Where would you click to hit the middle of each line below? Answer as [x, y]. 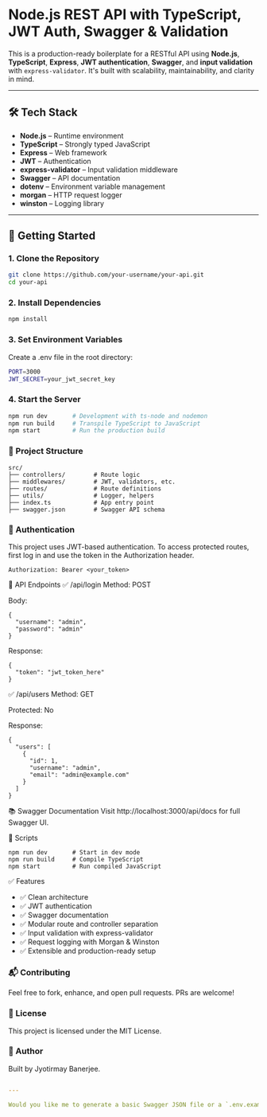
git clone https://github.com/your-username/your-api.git [106, 275]
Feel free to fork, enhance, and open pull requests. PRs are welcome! [121, 993]
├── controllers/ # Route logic [74, 475]
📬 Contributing [39, 972]
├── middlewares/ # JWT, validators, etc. [92, 482]
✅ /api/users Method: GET [51, 693]
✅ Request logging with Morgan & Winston [89, 942]
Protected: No [31, 709]
